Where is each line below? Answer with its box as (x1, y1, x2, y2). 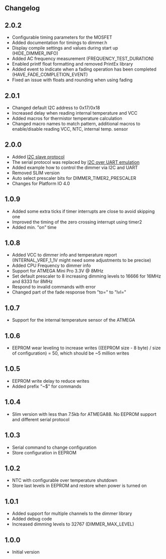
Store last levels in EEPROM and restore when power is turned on (12, 483, 147, 489)
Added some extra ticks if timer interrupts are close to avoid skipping (12, 208, 155, 214)
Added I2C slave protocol (12, 154, 65, 160)
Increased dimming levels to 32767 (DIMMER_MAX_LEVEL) (12, 521, 134, 527)
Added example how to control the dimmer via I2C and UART (12, 164, 138, 170)
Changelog (5, 4, 40, 13)
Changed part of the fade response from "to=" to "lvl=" (12, 289, 126, 295)
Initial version (12, 548, 40, 555)
